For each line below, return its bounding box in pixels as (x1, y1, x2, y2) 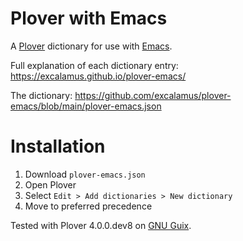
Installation (10, 135, 106, 158)
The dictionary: (10, 89, 73, 101)
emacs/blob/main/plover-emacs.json (10, 100, 162, 112)
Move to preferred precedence (24, 200, 153, 212)
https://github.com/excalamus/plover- (74, 89, 232, 101)
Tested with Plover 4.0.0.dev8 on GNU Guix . (10, 219, 192, 231)
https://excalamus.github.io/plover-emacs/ (10, 70, 187, 82)
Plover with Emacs (10, 7, 168, 30)
